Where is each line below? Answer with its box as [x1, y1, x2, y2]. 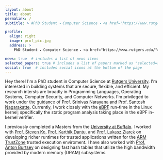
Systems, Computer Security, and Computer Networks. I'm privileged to [5, 94, 149, 100]
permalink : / [5, 16, 32, 21]
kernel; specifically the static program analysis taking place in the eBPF [5, 110, 148, 115]
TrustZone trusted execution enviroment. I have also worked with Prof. [5, 139, 146, 145]
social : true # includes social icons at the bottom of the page [5, 65, 142, 70]
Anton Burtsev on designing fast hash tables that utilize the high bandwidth [5, 144, 155, 150]
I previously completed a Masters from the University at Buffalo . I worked [5, 124, 151, 130]
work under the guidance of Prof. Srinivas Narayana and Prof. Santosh [5, 99, 146, 105]
